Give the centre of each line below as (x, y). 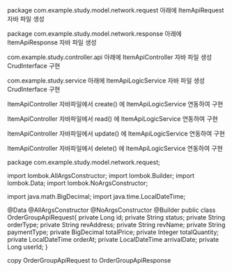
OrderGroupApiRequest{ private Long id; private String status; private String (116, 217)
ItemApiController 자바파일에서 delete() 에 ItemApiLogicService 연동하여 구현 (115, 148)
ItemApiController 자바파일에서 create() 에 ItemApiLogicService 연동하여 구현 (115, 104)
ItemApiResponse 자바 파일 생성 (52, 42)
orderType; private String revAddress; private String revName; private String (116, 225)
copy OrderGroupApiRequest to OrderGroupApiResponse (89, 260)
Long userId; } (28, 247)
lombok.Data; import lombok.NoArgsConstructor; (78, 183)
